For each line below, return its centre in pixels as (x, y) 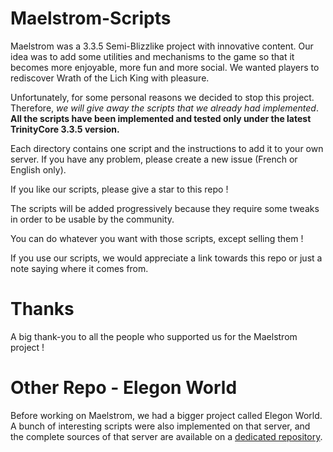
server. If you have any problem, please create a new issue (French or (154, 159)
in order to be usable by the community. (92, 219)
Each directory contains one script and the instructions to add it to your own (167, 148)
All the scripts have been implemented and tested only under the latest (161, 118)
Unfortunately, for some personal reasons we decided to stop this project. (162, 97)
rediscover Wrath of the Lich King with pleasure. (110, 78)
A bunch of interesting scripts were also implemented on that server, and (160, 426)
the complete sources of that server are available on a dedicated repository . (166, 436)
